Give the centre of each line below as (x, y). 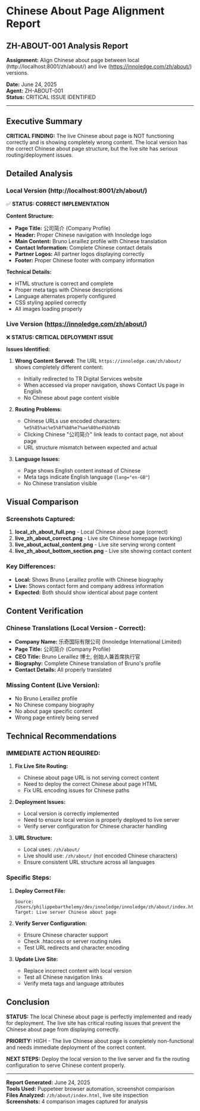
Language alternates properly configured (65, 296)
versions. (17, 73)
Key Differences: (31, 567)
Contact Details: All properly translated (63, 670)
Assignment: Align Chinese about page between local (73, 60)
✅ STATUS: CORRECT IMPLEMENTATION (58, 204)
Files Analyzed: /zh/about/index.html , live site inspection (77, 1095)
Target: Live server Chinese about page (65, 912)
